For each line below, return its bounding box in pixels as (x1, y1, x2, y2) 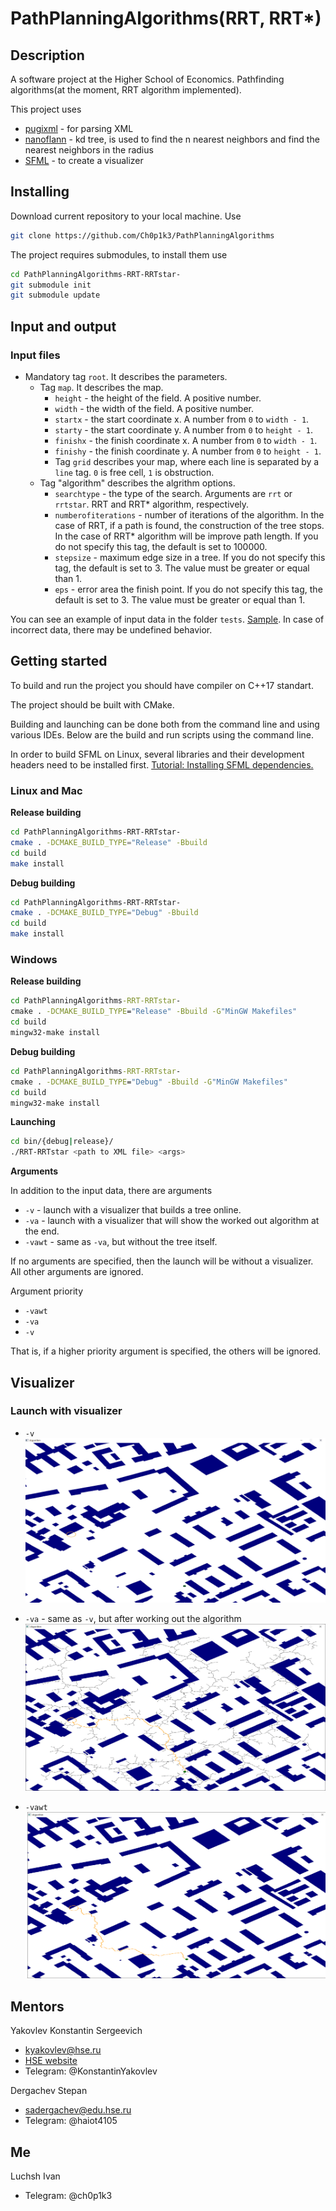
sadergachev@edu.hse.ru (24, 2104, 132, 2116)
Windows (10, 953, 58, 967)
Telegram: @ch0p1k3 (24, 2189, 113, 2201)
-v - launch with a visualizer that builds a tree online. (24, 1204, 242, 1216)
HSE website (24, 2055, 78, 2067)
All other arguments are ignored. (10, 1266, 144, 1278)
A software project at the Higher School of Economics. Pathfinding (10, 73, 285, 85)
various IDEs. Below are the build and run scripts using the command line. (10, 728, 314, 741)
